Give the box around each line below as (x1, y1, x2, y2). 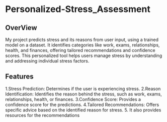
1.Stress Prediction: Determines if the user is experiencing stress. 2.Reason (5, 85, 161, 91)
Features (5, 72, 34, 81)
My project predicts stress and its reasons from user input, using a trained (5, 36, 159, 42)
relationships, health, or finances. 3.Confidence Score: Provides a (5, 96, 141, 102)
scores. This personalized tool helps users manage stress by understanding (5, 52, 162, 58)
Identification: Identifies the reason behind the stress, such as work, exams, (5, 91, 162, 97)
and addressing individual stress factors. (5, 58, 90, 63)
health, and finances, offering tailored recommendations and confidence (5, 47, 155, 53)
